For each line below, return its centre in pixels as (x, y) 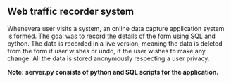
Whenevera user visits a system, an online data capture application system (116, 28)
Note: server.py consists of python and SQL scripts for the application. (113, 72)
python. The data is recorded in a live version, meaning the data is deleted (115, 43)
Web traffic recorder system (71, 12)
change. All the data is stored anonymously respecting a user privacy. (108, 58)
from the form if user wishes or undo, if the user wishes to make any (106, 51)
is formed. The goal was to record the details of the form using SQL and (112, 36)
